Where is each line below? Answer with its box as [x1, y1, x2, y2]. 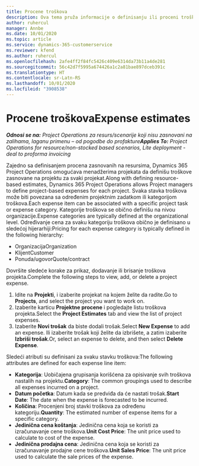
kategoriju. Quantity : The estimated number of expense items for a [14, 408, 177, 416]
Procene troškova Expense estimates [6, 112, 191, 125]
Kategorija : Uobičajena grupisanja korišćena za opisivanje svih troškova [14, 371, 191, 378]
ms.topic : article [6, 36, 52, 42]
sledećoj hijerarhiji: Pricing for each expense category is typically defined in [6, 225, 190, 232]
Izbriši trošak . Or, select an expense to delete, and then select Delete [14, 335, 184, 342]
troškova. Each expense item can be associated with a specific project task [6, 200, 188, 207]
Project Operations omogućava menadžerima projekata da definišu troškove [6, 168, 192, 175]
